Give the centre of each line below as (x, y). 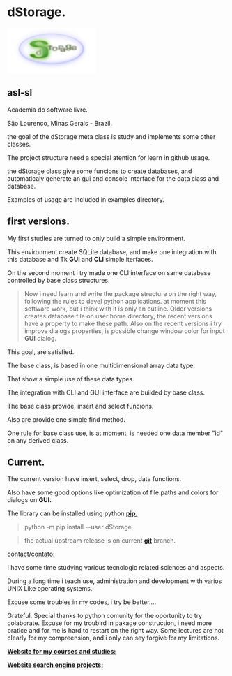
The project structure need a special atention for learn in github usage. (109, 157)
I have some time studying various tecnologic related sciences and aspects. (116, 568)
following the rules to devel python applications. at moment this (115, 301)
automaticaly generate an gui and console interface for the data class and (113, 178)
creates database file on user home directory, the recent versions (118, 316)
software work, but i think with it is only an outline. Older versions (118, 309)
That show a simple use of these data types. (71, 379)
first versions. (38, 222)
